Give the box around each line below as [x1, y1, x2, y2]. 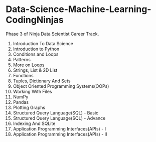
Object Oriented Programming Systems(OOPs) [13, 83, 109, 89]
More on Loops [13, 62, 45, 68]
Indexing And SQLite [13, 120, 56, 126]
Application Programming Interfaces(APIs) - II [13, 131, 107, 137]
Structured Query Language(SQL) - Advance [13, 115, 106, 121]
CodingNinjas [6, 14, 64, 26]
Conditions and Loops [13, 51, 59, 57]
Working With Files [13, 88, 52, 94]
